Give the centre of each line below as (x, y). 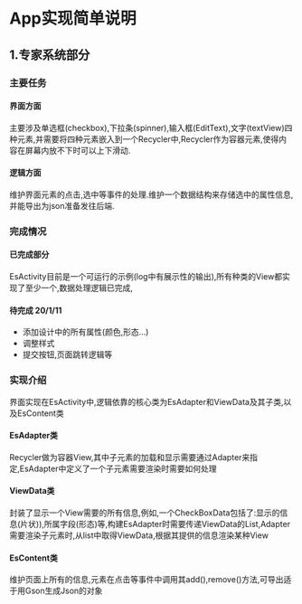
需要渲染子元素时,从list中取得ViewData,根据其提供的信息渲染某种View (139, 535)
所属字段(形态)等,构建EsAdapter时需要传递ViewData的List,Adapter (167, 524)
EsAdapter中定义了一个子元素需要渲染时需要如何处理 (118, 468)
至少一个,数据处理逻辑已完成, (79, 288)
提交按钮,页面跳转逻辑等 (67, 354)
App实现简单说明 (73, 19)
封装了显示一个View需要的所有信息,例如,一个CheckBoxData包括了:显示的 (145, 513)
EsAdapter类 (34, 436)
